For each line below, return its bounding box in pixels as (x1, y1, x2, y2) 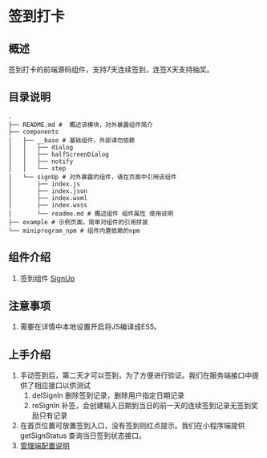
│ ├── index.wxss (8, 201, 88, 209)
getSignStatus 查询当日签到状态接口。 (19, 431, 147, 440)
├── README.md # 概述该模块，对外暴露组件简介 (8, 121, 154, 129)
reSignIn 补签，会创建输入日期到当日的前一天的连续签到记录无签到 (31, 401, 251, 411)
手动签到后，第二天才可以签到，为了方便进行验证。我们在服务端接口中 (19, 370, 253, 380)
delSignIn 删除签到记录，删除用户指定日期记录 (31, 391, 184, 400)
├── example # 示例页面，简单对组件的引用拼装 (8, 218, 148, 226)
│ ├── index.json (8, 186, 88, 195)
